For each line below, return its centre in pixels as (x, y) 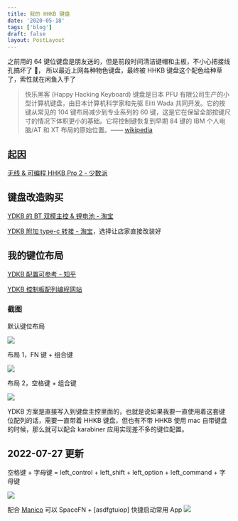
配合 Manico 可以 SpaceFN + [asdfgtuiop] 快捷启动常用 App (95, 510)
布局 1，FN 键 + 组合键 (40, 354)
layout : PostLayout (36, 41)
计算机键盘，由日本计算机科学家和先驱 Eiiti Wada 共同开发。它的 (125, 103)
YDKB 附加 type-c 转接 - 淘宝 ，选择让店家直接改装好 (85, 231)
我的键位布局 (36, 256)
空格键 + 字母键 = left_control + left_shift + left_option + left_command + (113, 472)
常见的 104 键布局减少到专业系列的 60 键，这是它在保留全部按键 (131, 112)
